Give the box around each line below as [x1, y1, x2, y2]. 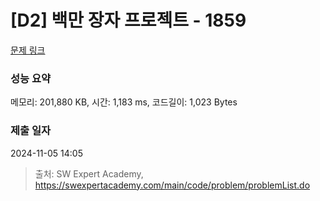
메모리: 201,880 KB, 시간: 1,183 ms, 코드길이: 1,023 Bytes [10, 96, 238, 108]
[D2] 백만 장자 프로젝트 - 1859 [10, 9, 247, 32]
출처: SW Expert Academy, [34, 167, 144, 180]
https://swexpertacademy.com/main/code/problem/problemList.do [34, 179, 311, 191]
